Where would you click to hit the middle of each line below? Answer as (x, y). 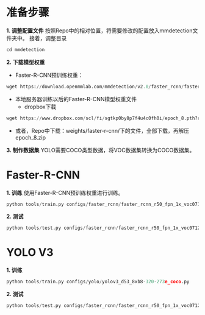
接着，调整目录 (48, 38)
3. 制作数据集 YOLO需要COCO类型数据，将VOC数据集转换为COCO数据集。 (101, 150)
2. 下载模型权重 (26, 62)
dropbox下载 (40, 107)
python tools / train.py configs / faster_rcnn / (64, 204)
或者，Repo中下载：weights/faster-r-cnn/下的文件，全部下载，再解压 (102, 130)
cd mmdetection (26, 49)
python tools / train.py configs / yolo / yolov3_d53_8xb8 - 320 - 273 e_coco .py (98, 282)
